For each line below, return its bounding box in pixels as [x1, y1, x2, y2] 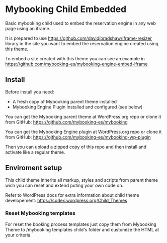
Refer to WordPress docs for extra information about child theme [5, 192, 139, 198]
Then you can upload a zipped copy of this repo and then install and [5, 144, 147, 150]
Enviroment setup [5, 164, 62, 172]
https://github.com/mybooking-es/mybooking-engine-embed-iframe [5, 61, 148, 67]
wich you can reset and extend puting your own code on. [5, 182, 124, 188]
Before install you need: [5, 89, 54, 95]
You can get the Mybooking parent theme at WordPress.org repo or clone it [5, 113, 161, 119]
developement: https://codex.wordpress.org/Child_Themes [5, 197, 127, 203]
